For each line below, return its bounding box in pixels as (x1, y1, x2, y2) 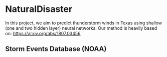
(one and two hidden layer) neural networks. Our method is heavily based (5, 25, 157, 31)
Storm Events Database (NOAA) (5, 45, 107, 53)
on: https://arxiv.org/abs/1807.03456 (5, 30, 81, 36)
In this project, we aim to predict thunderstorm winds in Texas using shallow (5, 20, 162, 26)
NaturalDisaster (5, 3, 73, 15)
